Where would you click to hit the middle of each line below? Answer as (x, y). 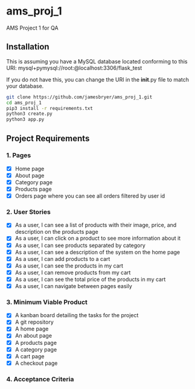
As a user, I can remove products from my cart (73, 272)
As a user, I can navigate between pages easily (74, 286)
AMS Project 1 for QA (32, 28)
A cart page (30, 356)
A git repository (34, 322)
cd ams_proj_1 (24, 103)
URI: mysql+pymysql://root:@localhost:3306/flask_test (74, 68)
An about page (34, 336)
